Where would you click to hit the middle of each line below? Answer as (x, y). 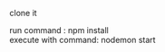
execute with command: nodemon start (82, 40)
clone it (24, 13)
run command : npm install (59, 30)
